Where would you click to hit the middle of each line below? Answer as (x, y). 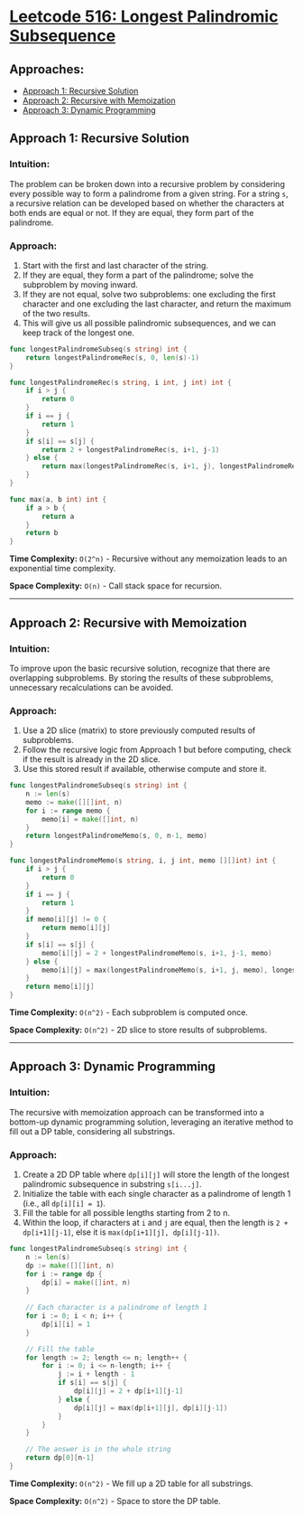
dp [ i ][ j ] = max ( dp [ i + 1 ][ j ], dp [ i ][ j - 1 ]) (151, 1407)
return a (58, 516)
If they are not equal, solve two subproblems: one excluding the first (149, 294)
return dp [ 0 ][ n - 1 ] (60, 1458)
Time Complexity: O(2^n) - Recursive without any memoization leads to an (148, 559)
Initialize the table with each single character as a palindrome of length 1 (156, 1194)
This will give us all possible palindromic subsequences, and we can (149, 323)
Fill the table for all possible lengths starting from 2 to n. (126, 1213)
